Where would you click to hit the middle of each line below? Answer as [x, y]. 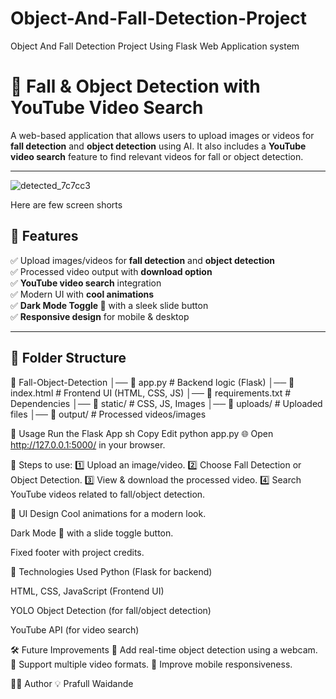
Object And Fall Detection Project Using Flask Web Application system [155, 46]
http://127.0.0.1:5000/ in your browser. [88, 444]
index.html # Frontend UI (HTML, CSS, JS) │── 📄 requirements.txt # [151, 393]
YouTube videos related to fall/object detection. [108, 494]
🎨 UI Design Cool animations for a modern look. [108, 513]
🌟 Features [44, 236]
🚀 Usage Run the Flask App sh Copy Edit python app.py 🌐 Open [142, 433]
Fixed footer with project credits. [77, 552]
